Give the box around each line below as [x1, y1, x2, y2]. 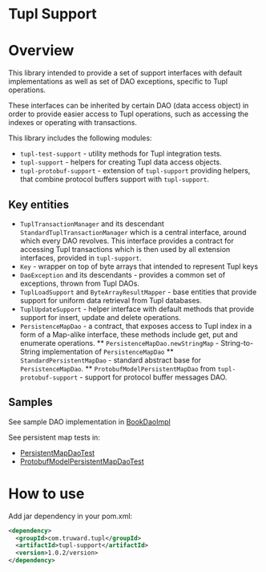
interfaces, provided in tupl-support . [19, 253, 142, 262]
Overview [8, 42, 75, 60]
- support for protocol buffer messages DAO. [79, 372, 228, 382]
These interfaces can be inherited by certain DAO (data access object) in [8, 101, 249, 111]
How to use [8, 485, 85, 502]
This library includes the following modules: [8, 133, 152, 143]
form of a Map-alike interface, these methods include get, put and [19, 330, 238, 339]
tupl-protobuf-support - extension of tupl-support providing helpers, [19, 166, 251, 176]
